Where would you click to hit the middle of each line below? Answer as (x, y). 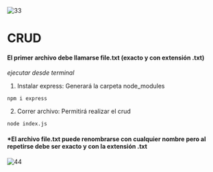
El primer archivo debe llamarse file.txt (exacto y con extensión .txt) (106, 58)
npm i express (27, 99)
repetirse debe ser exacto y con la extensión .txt (77, 146)
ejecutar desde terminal (41, 73)
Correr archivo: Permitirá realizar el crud (74, 111)
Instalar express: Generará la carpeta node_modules (91, 86)
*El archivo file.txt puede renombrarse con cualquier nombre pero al (106, 139)
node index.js (27, 124)
